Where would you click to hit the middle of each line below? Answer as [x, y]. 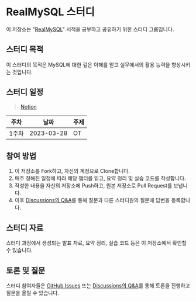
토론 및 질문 [26, 270]
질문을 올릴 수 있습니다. [33, 293]
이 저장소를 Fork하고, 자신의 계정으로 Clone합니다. [72, 171]
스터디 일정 [25, 92]
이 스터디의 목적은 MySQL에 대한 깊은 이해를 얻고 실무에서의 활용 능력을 [88, 64]
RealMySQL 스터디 [50, 12]
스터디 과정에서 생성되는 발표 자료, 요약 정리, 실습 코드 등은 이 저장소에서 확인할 [97, 243]
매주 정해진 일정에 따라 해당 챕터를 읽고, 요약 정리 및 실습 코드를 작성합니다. [100, 178]
